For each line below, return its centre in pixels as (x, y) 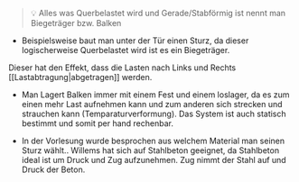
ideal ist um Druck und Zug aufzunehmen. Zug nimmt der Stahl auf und (154, 160)
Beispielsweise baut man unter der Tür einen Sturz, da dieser (135, 41)
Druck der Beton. (53, 169)
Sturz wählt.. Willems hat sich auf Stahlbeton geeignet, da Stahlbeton (150, 150)
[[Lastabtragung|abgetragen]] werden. (80, 77)
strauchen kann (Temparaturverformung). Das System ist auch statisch (154, 114)
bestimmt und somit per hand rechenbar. (97, 123)
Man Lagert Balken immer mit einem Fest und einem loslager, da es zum (155, 95)
